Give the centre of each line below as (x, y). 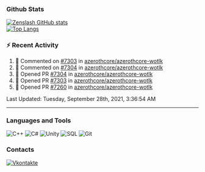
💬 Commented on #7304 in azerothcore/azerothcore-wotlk (89, 67)
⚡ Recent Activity (33, 45)
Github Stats (25, 9)
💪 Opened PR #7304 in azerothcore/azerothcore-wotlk (84, 74)
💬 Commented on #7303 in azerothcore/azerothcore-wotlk (89, 61)
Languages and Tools (39, 120)
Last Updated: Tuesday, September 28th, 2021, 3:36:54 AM (81, 99)
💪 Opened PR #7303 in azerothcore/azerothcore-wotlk (84, 80)
